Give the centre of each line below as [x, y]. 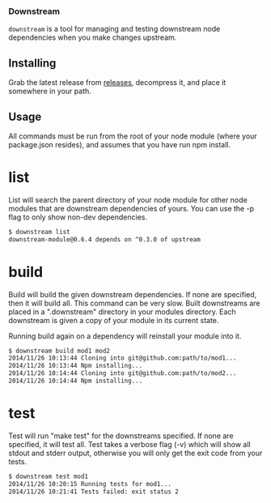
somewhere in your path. [50, 92]
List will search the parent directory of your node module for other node [128, 199]
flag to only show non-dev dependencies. [78, 217]
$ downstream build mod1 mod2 [59, 351]
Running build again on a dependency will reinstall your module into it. [125, 336]
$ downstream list [39, 232]
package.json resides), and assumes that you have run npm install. [120, 144]
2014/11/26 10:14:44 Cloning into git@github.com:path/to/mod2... [123, 373]
